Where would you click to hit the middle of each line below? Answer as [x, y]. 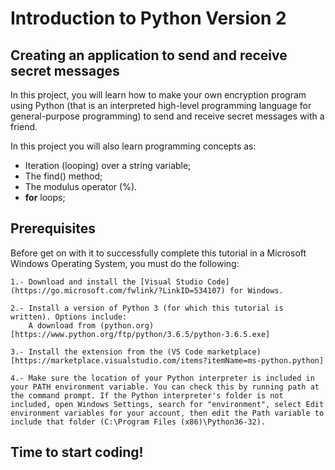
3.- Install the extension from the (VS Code [106, 352]
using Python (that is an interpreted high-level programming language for [161, 105]
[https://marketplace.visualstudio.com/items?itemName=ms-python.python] [167, 360]
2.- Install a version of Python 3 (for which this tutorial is [147, 308]
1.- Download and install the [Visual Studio [106, 282]
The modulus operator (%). [81, 186]
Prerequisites [53, 228]
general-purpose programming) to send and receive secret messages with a [167, 116]
